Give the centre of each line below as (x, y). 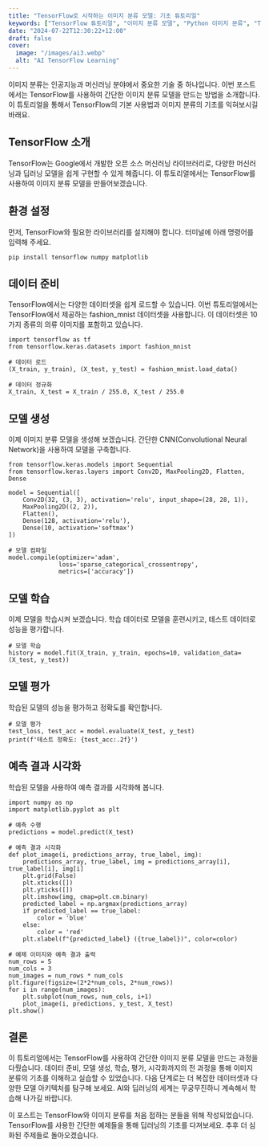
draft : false (30, 38)
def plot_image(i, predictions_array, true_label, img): (105, 855)
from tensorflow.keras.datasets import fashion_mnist (100, 347)
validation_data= (213, 653)
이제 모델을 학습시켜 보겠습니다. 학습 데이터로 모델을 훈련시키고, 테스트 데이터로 (132, 618)
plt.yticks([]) (48, 890)
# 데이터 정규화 (30, 385)
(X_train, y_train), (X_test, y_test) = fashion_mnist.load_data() (123, 369)
